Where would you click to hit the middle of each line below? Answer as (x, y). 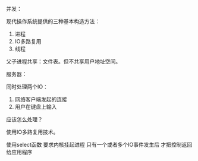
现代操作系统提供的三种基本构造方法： (53, 21)
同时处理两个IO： (27, 87)
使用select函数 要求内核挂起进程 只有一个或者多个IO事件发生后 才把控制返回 (99, 145)
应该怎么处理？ (24, 119)
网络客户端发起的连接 (41, 99)
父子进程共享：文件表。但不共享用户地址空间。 (63, 61)
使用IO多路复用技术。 (32, 132)
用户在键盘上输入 (36, 107)
